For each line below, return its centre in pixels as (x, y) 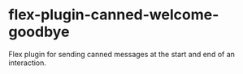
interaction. (28, 63)
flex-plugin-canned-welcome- (114, 15)
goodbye (39, 32)
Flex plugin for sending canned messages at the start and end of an (122, 54)
